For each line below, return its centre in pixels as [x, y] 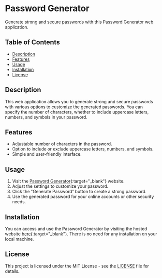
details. [12, 271]
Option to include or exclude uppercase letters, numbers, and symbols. [83, 149]
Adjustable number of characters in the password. [62, 144]
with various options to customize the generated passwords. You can [74, 107]
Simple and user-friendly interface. [47, 154]
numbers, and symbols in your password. [46, 117]
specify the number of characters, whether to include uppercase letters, [77, 112]
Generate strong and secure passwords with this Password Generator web [79, 22]
